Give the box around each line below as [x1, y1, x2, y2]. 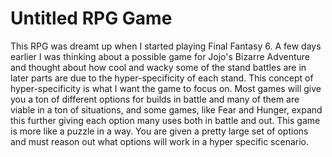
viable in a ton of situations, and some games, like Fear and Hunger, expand [10, 103, 323, 116]
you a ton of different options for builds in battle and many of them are [10, 93, 300, 105]
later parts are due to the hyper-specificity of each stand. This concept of [10, 72, 314, 84]
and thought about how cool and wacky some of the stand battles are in [10, 61, 307, 73]
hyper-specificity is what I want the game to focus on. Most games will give [10, 82, 322, 94]
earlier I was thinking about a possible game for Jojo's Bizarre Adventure [10, 50, 310, 62]
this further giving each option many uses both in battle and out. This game [10, 114, 321, 126]
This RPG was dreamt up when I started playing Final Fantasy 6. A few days [10, 40, 322, 52]
